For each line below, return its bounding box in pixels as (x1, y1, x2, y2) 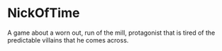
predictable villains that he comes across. (7, 35, 129, 44)
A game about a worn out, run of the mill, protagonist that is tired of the (7, 28, 216, 37)
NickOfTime (7, 5, 80, 21)
